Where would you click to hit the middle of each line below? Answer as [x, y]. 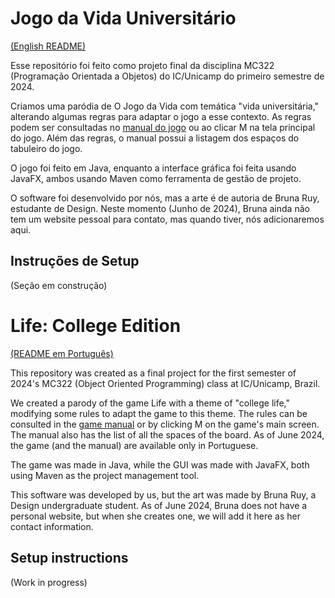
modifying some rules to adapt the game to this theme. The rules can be [159, 413]
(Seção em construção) [59, 285]
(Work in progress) [49, 582]
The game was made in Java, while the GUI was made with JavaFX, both [160, 464]
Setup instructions [69, 558]
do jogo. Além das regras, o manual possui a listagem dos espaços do [155, 138]
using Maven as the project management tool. [105, 475]
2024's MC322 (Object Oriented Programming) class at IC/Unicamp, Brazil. [165, 383]
